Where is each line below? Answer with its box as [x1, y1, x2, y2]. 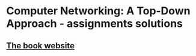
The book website [6, 41, 75, 51]
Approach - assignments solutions [6, 17, 183, 30]
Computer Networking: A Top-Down [6, 4, 191, 18]
